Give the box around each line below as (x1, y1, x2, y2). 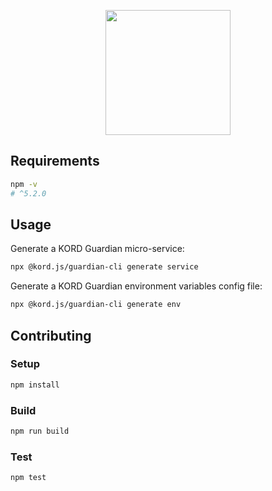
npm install (10, 380, 60, 390)
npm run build (10, 426, 70, 436)
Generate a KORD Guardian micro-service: (10, 243, 185, 255)
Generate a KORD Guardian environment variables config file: (10, 280, 263, 292)
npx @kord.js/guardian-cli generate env (10, 300, 182, 310)
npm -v (10, 179, 38, 189)
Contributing (10, 327, 92, 344)
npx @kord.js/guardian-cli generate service (10, 262, 199, 272)
